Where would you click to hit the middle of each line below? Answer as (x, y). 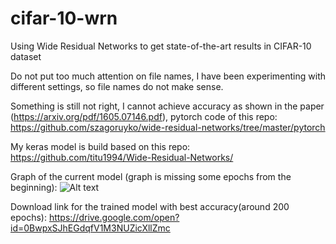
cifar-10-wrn (64, 18)
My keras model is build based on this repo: (100, 146)
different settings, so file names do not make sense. (117, 86)
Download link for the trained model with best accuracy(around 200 (150, 206)
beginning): (34, 187)
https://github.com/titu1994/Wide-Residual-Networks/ (122, 157)
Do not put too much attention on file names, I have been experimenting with (168, 76)
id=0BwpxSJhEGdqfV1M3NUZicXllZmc (90, 228)
